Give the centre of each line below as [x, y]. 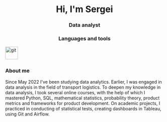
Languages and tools [85, 39]
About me [18, 71]
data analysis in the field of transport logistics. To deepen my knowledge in [83, 87]
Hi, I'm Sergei [85, 9]
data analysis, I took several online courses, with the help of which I [75, 92]
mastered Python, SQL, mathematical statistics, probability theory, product [82, 98]
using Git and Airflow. [27, 114]
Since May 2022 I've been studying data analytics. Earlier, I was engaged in [83, 82]
